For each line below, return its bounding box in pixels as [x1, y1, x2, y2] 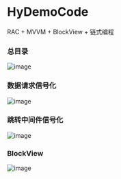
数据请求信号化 [7, 81, 57, 91]
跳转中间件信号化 [7, 115, 64, 125]
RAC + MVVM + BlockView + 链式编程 [7, 27, 114, 36]
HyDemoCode [7, 4, 89, 20]
